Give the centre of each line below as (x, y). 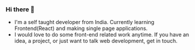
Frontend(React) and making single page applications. (81, 28)
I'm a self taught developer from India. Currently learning (84, 22)
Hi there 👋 (20, 9)
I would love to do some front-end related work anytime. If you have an (102, 35)
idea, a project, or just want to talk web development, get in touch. (96, 41)
